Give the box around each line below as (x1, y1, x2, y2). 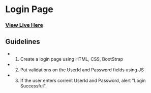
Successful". (20, 82, 47, 89)
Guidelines (5, 37, 40, 46)
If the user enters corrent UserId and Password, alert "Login (20, 77, 146, 83)
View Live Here (5, 22, 43, 29)
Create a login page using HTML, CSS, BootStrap (20, 56, 124, 62)
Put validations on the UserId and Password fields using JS (20, 67, 144, 73)
